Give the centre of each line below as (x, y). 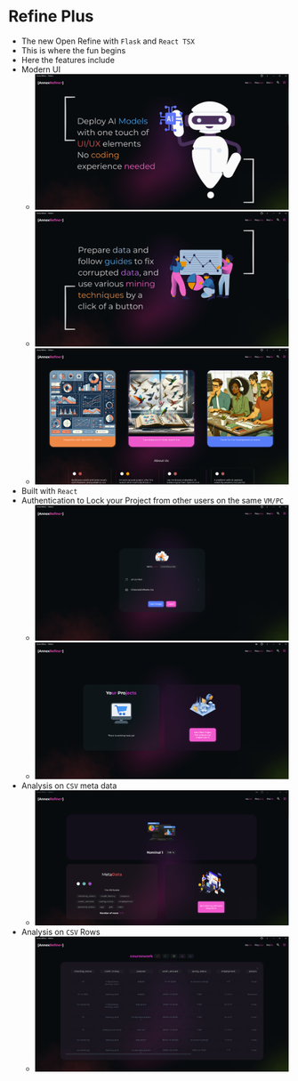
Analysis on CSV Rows (60, 932)
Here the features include (68, 60)
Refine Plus (51, 16)
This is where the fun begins (73, 50)
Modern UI (41, 69)
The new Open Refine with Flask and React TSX (108, 41)
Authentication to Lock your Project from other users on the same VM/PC (153, 501)
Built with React (49, 491)
